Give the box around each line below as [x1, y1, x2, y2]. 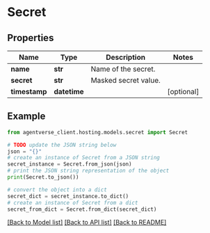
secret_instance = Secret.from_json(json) [7, 161, 132, 168]
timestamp [10, 87, 47, 96]
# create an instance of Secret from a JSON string [7, 154, 160, 161]
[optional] [167, 87, 200, 96]
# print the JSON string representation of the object [7, 168, 170, 175]
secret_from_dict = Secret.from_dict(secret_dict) [7, 206, 157, 213]
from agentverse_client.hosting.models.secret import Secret [7, 129, 188, 136]
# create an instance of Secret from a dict [7, 199, 138, 206]
